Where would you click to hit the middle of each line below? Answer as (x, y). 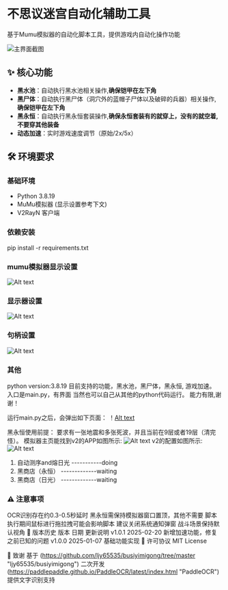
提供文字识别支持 (31, 580)
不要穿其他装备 (38, 125)
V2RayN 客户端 (38, 213)
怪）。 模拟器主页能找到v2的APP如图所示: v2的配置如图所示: (105, 440)
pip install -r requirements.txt (48, 248)
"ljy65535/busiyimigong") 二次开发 (56, 564)
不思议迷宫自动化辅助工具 (79, 14)
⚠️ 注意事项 (26, 499)
